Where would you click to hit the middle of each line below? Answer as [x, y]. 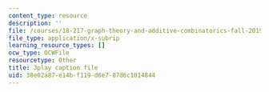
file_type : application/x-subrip [64, 38]
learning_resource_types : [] [57, 46]
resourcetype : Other [43, 61]
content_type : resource [48, 16]
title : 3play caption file [53, 68]
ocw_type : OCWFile [39, 53]
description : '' [35, 23]
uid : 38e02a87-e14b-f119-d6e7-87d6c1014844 [82, 75]
